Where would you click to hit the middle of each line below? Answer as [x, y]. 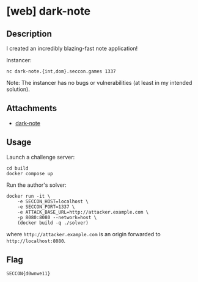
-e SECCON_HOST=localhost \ [53, 201]
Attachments [32, 108]
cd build [17, 168]
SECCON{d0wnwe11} [28, 274]
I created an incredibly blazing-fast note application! [72, 48]
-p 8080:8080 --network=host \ [57, 217]
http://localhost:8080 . [36, 240]
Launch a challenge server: [41, 157]
